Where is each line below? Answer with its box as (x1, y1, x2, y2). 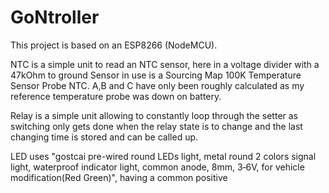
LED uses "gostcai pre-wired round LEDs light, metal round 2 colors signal (10, 150, 317, 162)
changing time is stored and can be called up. (10, 131, 199, 143)
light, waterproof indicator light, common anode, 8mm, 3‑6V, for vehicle (10, 161, 305, 173)
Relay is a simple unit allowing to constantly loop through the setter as (10, 109, 298, 121)
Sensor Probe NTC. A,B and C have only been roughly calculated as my (10, 79, 305, 91)
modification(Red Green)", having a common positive (10, 171, 228, 183)
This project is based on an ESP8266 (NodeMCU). (10, 39, 218, 51)
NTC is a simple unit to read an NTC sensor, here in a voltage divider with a (10, 58, 320, 70)
